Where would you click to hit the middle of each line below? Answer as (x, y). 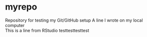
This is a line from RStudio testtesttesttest (47, 30)
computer (15, 25)
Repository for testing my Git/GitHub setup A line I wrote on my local (74, 20)
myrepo (21, 7)
